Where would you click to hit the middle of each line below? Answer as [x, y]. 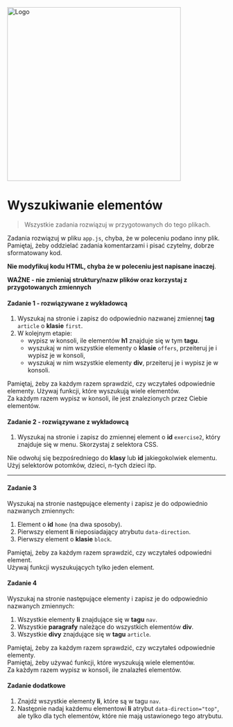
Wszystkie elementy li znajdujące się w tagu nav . [87, 619]
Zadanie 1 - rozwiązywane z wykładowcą [68, 303]
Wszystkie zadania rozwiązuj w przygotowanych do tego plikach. [117, 224]
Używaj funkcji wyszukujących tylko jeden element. [81, 567]
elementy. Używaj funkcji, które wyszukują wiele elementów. [94, 391]
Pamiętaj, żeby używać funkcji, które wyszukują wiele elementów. [101, 662]
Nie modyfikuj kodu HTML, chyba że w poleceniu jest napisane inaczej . [112, 266]
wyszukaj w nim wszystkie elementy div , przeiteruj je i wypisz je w [123, 363]
